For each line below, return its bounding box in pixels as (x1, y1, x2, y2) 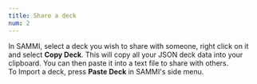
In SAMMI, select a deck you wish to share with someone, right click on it (8, 41, 249, 50)
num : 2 (8, 19, 30, 27)
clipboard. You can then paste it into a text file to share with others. (8, 58, 229, 68)
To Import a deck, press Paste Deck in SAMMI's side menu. (8, 66, 204, 76)
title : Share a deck (8, 11, 77, 20)
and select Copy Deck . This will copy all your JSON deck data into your (8, 50, 243, 59)
